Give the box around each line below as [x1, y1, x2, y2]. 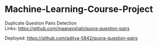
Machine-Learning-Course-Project [4, 3, 153, 15]
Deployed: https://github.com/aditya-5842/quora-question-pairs [4, 35, 138, 41]
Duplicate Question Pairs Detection [4, 20, 77, 26]
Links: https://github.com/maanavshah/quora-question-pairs [4, 25, 130, 31]
